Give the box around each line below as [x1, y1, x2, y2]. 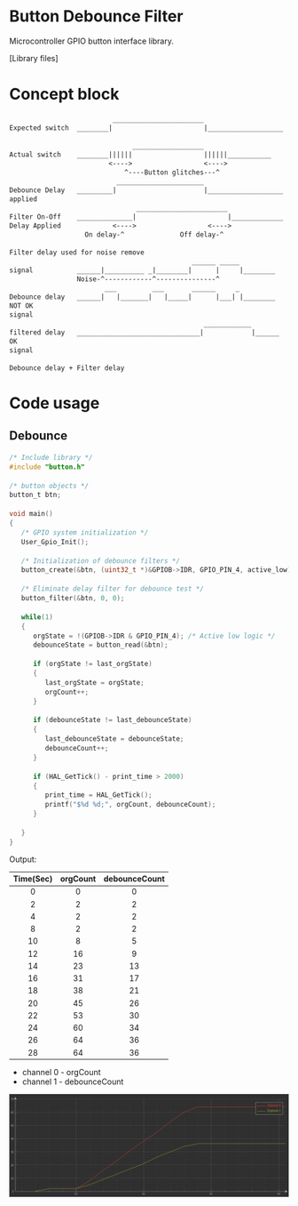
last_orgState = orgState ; [44, 678, 145, 687]
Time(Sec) [12, 873, 53, 884]
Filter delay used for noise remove [9, 247, 145, 257]
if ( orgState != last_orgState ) [32, 660, 153, 669]
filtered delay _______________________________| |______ [9, 327, 279, 337]
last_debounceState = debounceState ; [44, 735, 184, 744]
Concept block [9, 84, 120, 104]
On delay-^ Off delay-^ [84, 229, 224, 239]
